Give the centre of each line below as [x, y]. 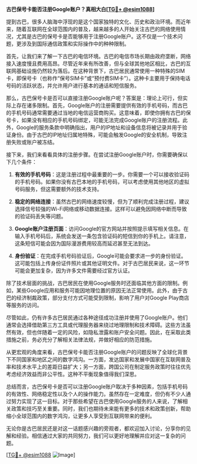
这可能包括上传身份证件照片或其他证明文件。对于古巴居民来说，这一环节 [102, 263]
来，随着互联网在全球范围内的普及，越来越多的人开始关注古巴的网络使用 [93, 29]
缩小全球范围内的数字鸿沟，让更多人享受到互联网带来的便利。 [81, 416]
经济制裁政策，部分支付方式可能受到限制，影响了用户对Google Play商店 [103, 298]
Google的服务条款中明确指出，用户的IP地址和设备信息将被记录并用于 [99, 127]
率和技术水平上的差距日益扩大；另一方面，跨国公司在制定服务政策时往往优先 [98, 367]
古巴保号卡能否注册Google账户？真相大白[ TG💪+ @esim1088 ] [80, 9]
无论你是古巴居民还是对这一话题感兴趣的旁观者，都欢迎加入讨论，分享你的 [96, 428]
